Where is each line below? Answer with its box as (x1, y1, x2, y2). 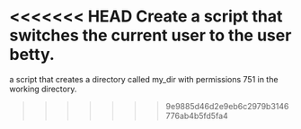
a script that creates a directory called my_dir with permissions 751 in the (9, 73, 279, 84)
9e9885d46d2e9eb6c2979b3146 (165, 100, 289, 111)
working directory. (9, 83, 77, 94)
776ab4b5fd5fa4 (165, 110, 229, 121)
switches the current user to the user (9, 25, 292, 46)
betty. (9, 45, 56, 64)
